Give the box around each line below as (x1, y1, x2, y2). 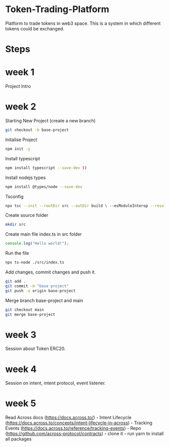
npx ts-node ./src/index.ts (5, 260, 65, 265)
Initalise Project (5, 137, 37, 143)
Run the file (5, 250, 29, 256)
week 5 (5, 398, 36, 409)
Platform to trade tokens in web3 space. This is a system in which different (5, 20, 161, 26)
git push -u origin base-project (5, 288, 76, 293)
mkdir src (5, 222, 26, 227)
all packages (5, 436, 32, 442)
